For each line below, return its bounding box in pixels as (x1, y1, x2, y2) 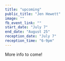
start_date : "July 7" (5, 25, 48, 30)
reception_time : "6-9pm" (5, 38, 54, 43)
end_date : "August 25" (5, 29, 50, 34)
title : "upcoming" (5, 7, 42, 12)
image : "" (5, 16, 25, 21)
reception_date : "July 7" (5, 34, 56, 39)
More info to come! (5, 51, 43, 57)
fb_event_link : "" (5, 20, 42, 25)
